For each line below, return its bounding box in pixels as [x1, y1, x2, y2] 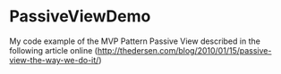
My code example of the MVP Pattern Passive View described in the [9, 36, 261, 46]
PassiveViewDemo [9, 6, 151, 27]
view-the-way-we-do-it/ [9, 54, 99, 65]
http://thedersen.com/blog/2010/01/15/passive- [97, 45, 272, 55]
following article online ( [9, 45, 98, 55]
